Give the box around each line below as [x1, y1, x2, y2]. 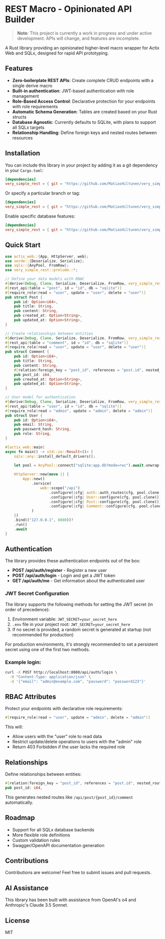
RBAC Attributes [5, 692, 56, 701]
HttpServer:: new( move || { [14, 472, 69, 477]
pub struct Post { [5, 295, 43, 300]
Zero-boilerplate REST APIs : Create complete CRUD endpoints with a [12, 77, 154, 83]
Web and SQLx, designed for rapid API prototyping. [5, 50, 109, 56]
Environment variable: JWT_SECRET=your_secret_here [12, 616, 117, 622]
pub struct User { [5, 413, 43, 418]
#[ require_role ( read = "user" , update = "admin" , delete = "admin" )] [5, 715, 151, 720]
